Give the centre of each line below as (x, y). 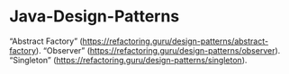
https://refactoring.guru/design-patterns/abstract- (175, 41)
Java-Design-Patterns (95, 16)
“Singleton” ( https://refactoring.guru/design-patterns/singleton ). (128, 60)
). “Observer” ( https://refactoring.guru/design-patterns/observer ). (158, 50)
